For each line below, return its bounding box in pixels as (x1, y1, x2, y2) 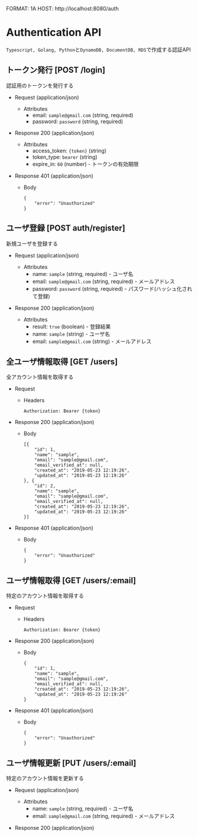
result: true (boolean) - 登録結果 (32, 323, 111, 330)
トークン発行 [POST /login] (6, 65, 105, 75)
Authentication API (6, 26, 102, 39)
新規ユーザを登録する (6, 240, 58, 247)
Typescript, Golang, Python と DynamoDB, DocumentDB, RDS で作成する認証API (6, 46, 191, 53)
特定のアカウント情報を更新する (6, 775, 84, 781)
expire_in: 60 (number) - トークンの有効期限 (32, 160, 139, 168)
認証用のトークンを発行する (6, 82, 74, 89)
